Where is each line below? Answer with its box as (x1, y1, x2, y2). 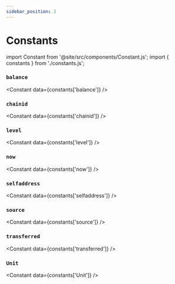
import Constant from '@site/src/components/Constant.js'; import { (6, 53, 169, 60)
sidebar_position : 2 (6, 8, 57, 15)
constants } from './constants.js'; (6, 59, 85, 66)
